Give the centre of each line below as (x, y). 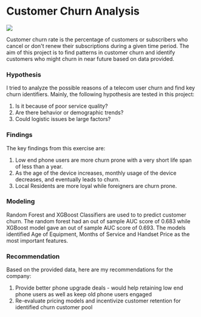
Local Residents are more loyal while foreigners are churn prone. (96, 186)
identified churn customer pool (54, 307)
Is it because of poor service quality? (61, 106)
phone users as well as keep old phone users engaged (83, 294)
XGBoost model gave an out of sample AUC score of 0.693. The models (96, 228)
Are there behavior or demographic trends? (69, 113)
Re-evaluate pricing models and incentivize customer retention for (98, 301)
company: (19, 276)
